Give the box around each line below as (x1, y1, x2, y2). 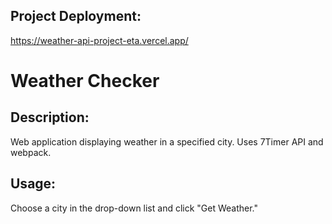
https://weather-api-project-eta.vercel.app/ (10, 34, 189, 46)
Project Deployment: (10, 8, 142, 25)
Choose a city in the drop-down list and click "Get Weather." (10, 202, 259, 214)
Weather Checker (10, 70, 160, 92)
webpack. (10, 146, 52, 158)
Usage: (10, 175, 57, 193)
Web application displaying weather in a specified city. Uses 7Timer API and (10, 135, 324, 148)
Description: (10, 109, 90, 126)
